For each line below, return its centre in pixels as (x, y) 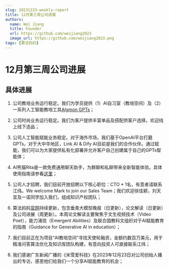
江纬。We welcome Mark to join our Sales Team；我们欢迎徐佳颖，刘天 (87, 190)
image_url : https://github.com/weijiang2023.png (62, 39)
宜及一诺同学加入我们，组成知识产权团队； (57, 197)
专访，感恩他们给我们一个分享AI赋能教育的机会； (73, 261)
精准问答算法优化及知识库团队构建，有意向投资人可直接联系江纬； (81, 244)
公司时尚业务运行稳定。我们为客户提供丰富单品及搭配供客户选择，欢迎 (86, 120)
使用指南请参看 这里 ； (35, 174)
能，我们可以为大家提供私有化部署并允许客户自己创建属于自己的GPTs (85, 150)
